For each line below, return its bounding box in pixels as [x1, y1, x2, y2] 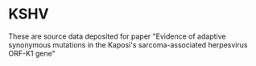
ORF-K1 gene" [8, 48, 56, 58]
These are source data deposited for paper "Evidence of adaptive [8, 31, 226, 41]
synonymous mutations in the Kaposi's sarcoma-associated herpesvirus [8, 39, 248, 49]
